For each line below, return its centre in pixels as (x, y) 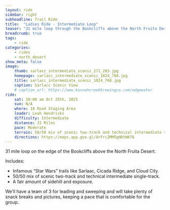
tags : (11, 38)
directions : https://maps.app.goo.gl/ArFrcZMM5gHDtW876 (75, 137)
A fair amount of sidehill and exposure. (53, 182)
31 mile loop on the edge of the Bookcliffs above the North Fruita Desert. (81, 151)
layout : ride (19, 10)
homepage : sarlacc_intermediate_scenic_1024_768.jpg (71, 76)
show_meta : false (24, 62)
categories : (18, 48)
